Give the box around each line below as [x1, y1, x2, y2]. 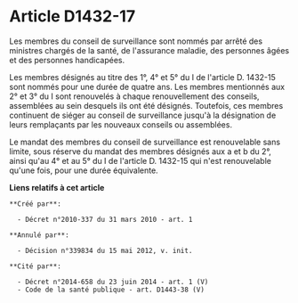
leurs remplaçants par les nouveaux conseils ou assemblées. [9, 119, 233, 130]
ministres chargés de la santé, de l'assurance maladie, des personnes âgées [9, 45, 290, 55]
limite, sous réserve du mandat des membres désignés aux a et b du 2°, [9, 145, 271, 157]
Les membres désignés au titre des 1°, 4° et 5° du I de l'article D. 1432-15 [9, 71, 276, 82]
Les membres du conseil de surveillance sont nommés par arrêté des [9, 36, 263, 46]
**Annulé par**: [9, 230, 69, 240]
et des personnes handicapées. [9, 54, 125, 65]
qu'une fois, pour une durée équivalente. [9, 165, 158, 176]
